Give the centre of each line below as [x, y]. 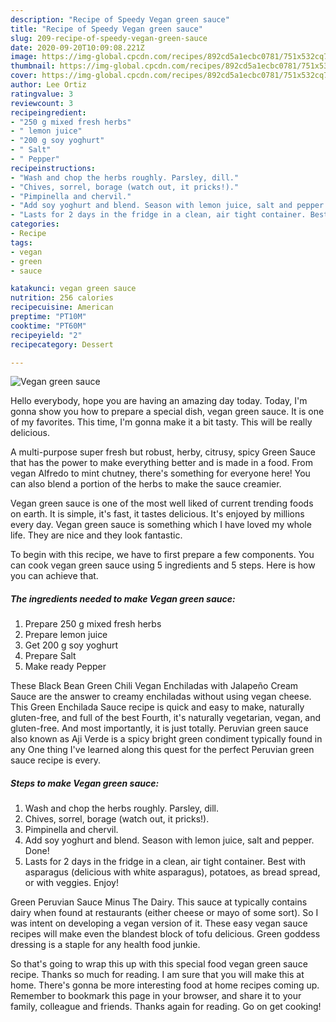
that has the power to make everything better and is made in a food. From [161, 463]
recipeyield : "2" [46, 335]
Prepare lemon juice [66, 635]
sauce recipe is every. [56, 760]
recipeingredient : [48, 112]
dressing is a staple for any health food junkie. [105, 945]
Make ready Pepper [65, 667]
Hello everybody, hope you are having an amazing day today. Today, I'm [159, 401]
